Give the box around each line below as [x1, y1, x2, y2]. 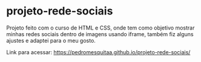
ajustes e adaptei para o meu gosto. [6, 37, 96, 44]
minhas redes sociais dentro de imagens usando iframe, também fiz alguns [6, 30, 194, 37]
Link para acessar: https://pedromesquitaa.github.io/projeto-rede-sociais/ [6, 48, 191, 55]
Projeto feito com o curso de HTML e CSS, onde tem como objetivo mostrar [6, 24, 195, 31]
